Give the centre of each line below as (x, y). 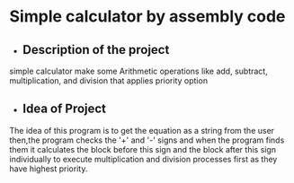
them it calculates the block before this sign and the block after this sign (143, 149)
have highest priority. (49, 169)
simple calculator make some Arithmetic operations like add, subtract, (138, 71)
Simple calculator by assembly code (147, 17)
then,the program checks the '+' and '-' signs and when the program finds (147, 140)
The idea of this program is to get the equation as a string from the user (142, 130)
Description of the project (96, 50)
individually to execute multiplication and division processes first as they (143, 159)
